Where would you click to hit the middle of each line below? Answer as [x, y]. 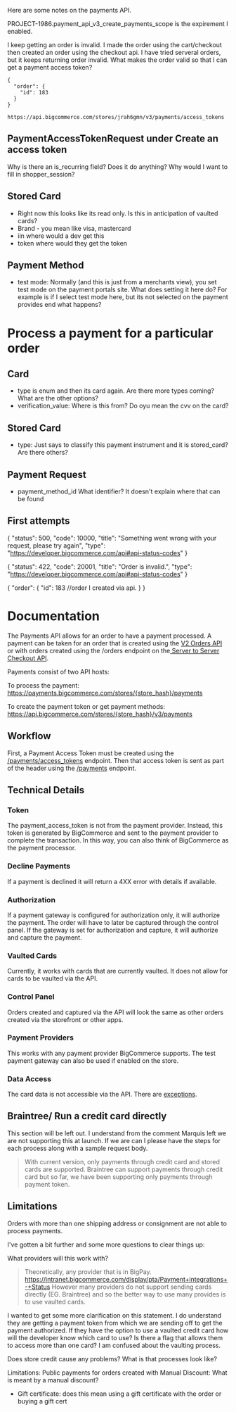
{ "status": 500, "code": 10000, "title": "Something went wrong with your [112, 538]
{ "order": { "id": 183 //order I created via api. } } [77, 588]
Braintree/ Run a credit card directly [87, 1116]
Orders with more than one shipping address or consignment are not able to [117, 1223]
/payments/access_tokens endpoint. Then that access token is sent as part [116, 760]
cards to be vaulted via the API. [53, 978]
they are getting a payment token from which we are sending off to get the [115, 1323]
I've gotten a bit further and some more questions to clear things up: [106, 1244]
